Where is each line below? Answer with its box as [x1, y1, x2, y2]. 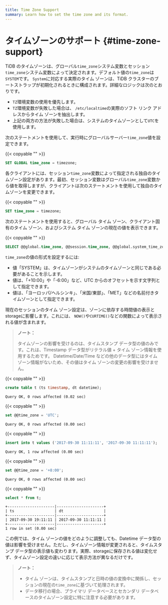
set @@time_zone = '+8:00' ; [5, 468, 64, 473]
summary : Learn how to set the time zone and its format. [5, 12, 128, 17]
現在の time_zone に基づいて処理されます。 [42, 582, 128, 588]
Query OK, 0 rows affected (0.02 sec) [5, 394, 86, 399]
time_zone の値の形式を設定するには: [5, 254, 79, 260]
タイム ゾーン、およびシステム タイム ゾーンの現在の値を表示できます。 [13, 225, 161, 231]
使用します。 [12, 124, 39, 130]
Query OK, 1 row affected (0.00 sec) [5, 449, 84, 454]
